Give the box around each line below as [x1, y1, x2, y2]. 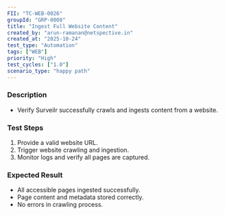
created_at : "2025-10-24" [7, 36, 81, 43]
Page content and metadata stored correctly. [16, 193, 144, 201]
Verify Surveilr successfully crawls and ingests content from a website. [16, 106, 218, 114]
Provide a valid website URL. [16, 139, 98, 147]
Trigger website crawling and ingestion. [16, 146, 129, 155]
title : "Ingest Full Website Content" [7, 23, 118, 30]
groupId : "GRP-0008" [7, 16, 67, 23]
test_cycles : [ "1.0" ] [7, 61, 69, 68]
